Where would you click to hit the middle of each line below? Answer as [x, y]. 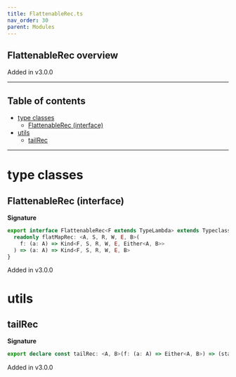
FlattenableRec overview [63, 55]
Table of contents [46, 101]
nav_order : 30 [28, 20]
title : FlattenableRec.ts [45, 14]
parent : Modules [31, 27]
